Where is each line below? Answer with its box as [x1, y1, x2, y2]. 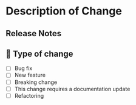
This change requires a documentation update [14, 85, 131, 92]
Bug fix [14, 65, 33, 72]
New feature [14, 71, 46, 79]
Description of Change [5, 4, 123, 18]
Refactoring [14, 92, 44, 99]
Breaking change [14, 78, 58, 86]
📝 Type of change [5, 48, 73, 59]
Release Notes [5, 28, 62, 39]
